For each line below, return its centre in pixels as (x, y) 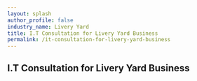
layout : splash (29, 14)
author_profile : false (40, 20)
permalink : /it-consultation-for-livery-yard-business (89, 40)
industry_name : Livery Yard (48, 27)
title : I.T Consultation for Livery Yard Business (83, 33)
